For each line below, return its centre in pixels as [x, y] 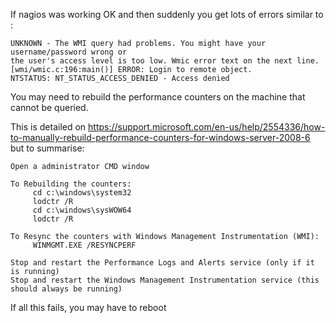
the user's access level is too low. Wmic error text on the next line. [165, 61]
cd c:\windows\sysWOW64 [82, 210]
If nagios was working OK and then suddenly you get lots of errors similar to [167, 14]
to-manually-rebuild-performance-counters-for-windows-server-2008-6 [160, 137]
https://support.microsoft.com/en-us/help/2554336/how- [207, 127]
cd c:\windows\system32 [82, 193]
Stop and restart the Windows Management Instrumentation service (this [165, 280]
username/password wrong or [69, 52]
